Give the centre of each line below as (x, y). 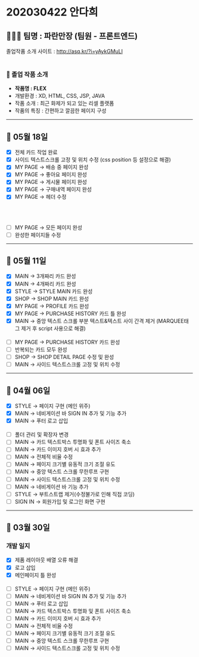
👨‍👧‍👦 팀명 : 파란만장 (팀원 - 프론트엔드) (72, 36)
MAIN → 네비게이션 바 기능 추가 (52, 487)
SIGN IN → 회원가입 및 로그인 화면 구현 (60, 502)
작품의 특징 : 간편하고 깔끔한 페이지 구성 (60, 111)
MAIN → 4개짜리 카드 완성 (45, 284)
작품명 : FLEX (31, 88)
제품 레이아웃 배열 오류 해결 (46, 560)
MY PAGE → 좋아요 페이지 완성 (51, 174)
